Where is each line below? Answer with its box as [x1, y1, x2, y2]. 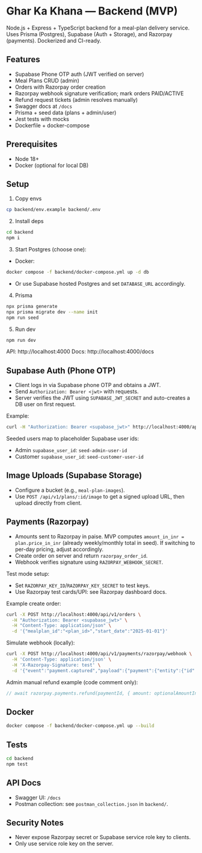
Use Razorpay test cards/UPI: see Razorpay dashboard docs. [14, 588, 167, 595]
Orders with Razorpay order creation [14, 83, 106, 90]
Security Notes [6, 818, 64, 828]
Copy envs [14, 195, 42, 203]
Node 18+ [14, 155, 40, 162]
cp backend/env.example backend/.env [6, 207, 101, 213]
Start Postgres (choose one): [14, 246, 87, 253]
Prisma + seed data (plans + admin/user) [14, 109, 117, 116]
